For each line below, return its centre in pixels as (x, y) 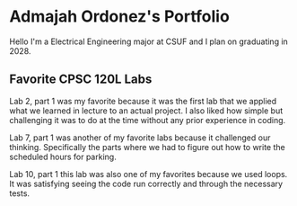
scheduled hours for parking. (63, 157)
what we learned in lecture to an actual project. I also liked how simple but (146, 111)
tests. (19, 193)
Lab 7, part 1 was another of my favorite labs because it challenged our (140, 138)
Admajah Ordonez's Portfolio (120, 17)
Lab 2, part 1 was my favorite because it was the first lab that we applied (143, 101)
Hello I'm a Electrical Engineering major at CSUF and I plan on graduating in (149, 41)
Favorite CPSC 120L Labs (81, 80)
